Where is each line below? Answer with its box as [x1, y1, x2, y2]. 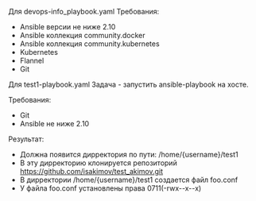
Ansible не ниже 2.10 [19, 119, 90, 128]
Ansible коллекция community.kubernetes [19, 39, 161, 48]
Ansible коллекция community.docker [19, 31, 145, 40]
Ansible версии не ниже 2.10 [19, 22, 116, 31]
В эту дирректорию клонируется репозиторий [19, 158, 177, 168]
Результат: [8, 134, 45, 144]
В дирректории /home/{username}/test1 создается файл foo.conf [19, 175, 239, 184]
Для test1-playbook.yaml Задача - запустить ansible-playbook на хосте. [8, 79, 249, 89]
